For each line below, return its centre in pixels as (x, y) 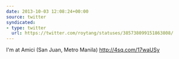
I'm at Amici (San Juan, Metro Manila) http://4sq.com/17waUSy (83, 50)
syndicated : (21, 22)
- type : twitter (26, 28)
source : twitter (26, 17)
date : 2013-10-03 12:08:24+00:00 (47, 11)
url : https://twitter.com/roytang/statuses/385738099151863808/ (92, 33)
